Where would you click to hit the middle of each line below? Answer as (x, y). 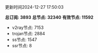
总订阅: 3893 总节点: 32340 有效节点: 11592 (49, 17)
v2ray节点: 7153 (28, 27)
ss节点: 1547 (24, 40)
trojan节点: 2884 (28, 33)
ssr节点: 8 (22, 46)
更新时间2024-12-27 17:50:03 (34, 7)
